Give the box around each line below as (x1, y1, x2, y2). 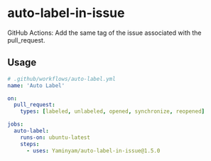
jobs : (7, 121, 23, 128)
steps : (20, 140, 40, 148)
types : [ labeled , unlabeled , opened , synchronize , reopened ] (20, 108, 205, 115)
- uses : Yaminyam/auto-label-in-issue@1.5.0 (26, 147, 161, 154)
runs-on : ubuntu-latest (20, 133, 91, 141)
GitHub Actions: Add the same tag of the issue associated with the (7, 28, 202, 37)
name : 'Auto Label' (7, 82, 65, 89)
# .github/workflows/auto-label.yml (7, 75, 116, 82)
